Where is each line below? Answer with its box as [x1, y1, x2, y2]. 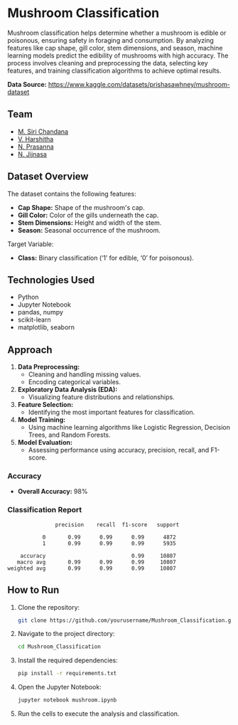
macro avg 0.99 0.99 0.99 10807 [16, 559, 176, 566]
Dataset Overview [7, 171, 89, 183]
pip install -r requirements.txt [17, 670, 117, 677]
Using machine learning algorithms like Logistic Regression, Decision [28, 423, 231, 432]
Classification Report [7, 505, 82, 515]
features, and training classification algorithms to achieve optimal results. [7, 66, 222, 75]
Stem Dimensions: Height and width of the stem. [17, 218, 162, 227]
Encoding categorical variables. [28, 378, 121, 386]
